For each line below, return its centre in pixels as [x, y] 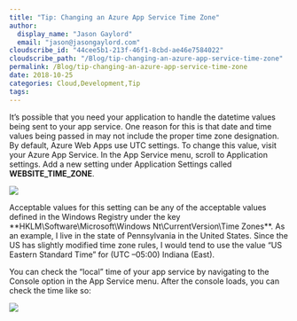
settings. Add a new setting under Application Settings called [121, 164]
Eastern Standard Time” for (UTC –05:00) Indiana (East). [112, 254]
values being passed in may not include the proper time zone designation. [144, 136]
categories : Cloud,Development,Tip [75, 83]
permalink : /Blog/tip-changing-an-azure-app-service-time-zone [129, 67]
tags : [19, 91]
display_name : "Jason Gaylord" [75, 34]
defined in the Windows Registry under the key [95, 216]
